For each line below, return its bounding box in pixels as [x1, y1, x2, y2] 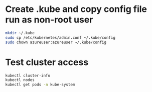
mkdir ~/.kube [5, 30, 35, 35]
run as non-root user [5, 14, 93, 25]
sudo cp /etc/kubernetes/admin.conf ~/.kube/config [5, 35, 115, 40]
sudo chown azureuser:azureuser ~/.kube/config [5, 40, 107, 45]
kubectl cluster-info [5, 73, 51, 78]
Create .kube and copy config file [5, 3, 147, 15]
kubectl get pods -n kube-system [5, 82, 75, 88]
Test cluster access [5, 56, 89, 68]
